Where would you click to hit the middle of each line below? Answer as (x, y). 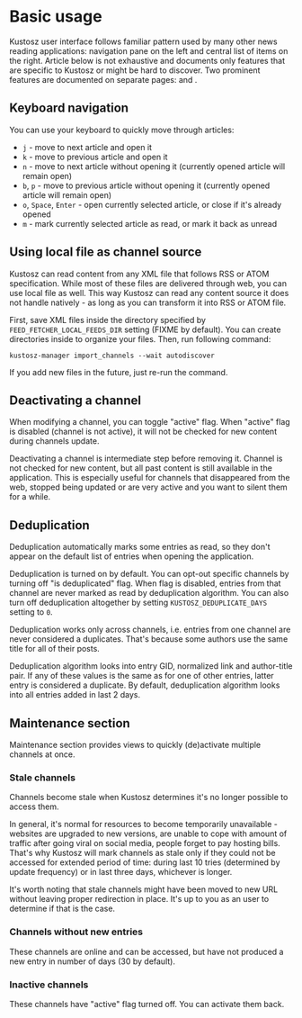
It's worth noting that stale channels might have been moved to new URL (144, 889)
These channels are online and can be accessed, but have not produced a (147, 951)
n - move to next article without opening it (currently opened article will (154, 166)
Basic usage (56, 17)
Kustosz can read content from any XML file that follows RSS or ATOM (139, 274)
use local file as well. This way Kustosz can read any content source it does (149, 293)
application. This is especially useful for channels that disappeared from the (150, 478)
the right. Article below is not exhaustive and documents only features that (147, 60)
